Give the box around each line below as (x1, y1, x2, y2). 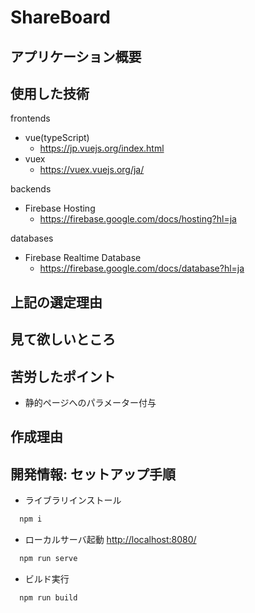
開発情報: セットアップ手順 (10, 466, 176, 483)
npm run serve (19, 554, 78, 564)
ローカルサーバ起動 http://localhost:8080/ (24, 534, 197, 546)
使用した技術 (10, 85, 90, 102)
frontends (10, 112, 51, 125)
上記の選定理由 (10, 294, 103, 311)
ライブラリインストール (24, 494, 122, 506)
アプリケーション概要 (10, 48, 142, 65)
